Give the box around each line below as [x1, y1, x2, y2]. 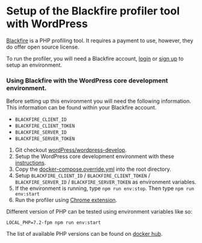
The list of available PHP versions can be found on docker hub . [6, 230, 163, 238]
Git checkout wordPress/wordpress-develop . [14, 146, 127, 154]
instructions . [14, 159, 46, 167]
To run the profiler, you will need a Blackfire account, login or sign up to [6, 55, 184, 62]
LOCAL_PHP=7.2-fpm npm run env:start [6, 220, 101, 226]
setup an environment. [6, 61, 62, 69]
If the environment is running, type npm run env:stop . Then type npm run [14, 185, 195, 192]
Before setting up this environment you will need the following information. [6, 97, 191, 105]
